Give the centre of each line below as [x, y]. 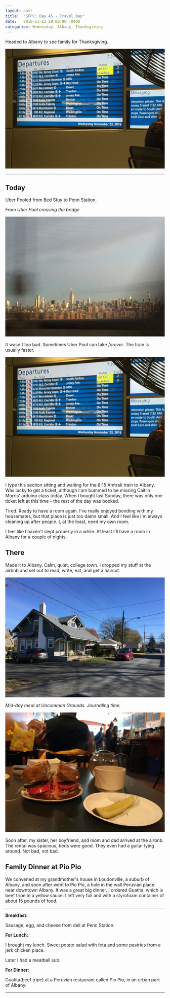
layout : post [19, 11]
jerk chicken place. [25, 950]
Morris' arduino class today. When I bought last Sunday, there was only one [84, 496]
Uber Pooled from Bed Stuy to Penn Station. [51, 200]
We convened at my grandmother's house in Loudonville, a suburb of [77, 879]
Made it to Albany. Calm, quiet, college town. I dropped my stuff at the [78, 565]
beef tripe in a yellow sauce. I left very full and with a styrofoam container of [85, 895]
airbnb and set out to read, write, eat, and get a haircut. [63, 570]
